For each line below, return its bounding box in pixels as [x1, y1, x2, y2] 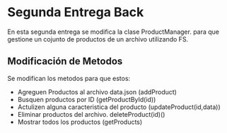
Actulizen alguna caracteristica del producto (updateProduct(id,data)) [17, 103, 221, 111]
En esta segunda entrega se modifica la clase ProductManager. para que [7, 27, 220, 36]
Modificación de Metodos [7, 56, 123, 68]
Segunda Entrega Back [7, 4, 144, 20]
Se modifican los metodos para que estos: [7, 74, 131, 82]
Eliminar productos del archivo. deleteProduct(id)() [17, 110, 165, 118]
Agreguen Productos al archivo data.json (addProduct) [17, 87, 177, 96]
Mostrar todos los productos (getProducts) [17, 118, 143, 126]
